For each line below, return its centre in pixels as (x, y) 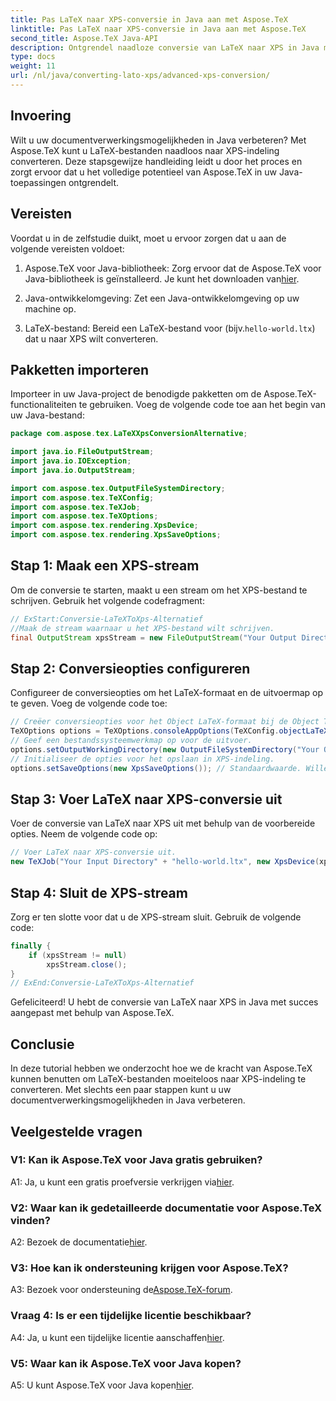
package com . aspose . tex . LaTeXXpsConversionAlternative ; (129, 434)
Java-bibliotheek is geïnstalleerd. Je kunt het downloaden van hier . (162, 278)
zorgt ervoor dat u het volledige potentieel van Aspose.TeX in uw (144, 172)
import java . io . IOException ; (71, 461)
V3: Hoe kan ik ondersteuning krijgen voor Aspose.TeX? (149, 1268)
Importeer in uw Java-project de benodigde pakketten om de (136, 394)
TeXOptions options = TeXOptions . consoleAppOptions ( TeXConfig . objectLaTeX (169, 731)
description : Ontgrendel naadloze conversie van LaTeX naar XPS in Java (165, 47)
